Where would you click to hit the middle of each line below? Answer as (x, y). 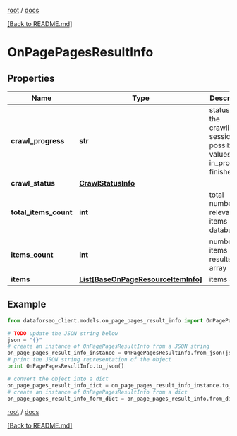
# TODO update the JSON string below (63, 333)
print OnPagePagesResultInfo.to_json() (66, 366)
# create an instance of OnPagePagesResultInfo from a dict (98, 392)
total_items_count (42, 212)
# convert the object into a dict (58, 379)
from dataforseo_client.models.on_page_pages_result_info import (105, 320)
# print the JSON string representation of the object (90, 360)
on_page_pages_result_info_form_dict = (66, 399)
